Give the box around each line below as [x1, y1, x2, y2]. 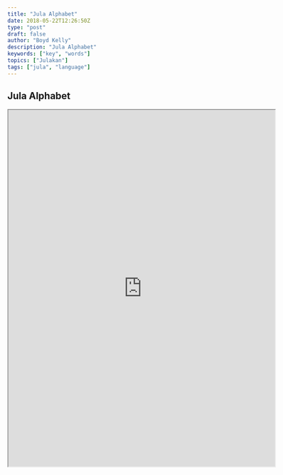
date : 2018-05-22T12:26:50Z [7, 17, 91, 24]
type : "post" [7, 24, 46, 31]
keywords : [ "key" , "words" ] [7, 51, 91, 58]
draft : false [7, 30, 46, 38]
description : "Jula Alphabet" [7, 44, 97, 51]
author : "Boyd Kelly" [7, 37, 72, 44]
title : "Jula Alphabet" [7, 10, 78, 18]
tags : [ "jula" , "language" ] [7, 63, 91, 71]
